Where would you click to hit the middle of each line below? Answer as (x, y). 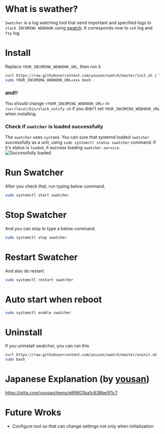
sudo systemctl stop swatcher (36, 237)
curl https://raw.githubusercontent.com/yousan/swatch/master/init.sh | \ (83, 75)
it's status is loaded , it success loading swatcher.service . (63, 148)
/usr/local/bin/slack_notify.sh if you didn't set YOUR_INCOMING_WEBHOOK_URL (82, 108)
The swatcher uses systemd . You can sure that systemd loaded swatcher (77, 137)
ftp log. (13, 33)
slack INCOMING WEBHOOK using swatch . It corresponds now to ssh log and (79, 27)
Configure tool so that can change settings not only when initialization (83, 426)
